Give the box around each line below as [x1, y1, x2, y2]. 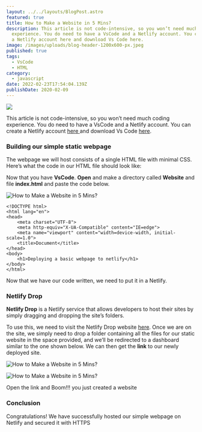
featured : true [6, 14, 44, 20]
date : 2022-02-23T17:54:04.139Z [6, 82, 87, 88]
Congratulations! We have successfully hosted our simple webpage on [6, 412, 182, 420]
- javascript [11, 76, 44, 82]
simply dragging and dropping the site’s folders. [6, 312, 124, 319]
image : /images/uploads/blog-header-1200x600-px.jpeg [6, 43, 144, 49]
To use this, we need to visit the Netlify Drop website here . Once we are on [6, 323, 192, 331]
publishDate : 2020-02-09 [6, 87, 69, 93]
